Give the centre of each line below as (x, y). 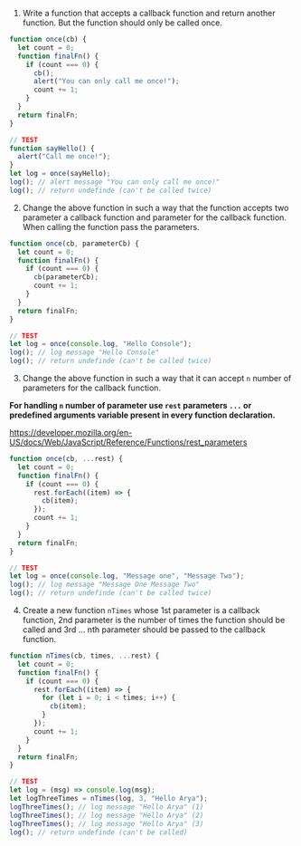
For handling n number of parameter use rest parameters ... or (131, 405)
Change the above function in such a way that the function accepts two (155, 207)
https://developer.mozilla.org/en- (71, 433)
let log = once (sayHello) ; (60, 174)
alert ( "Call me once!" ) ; (64, 157)
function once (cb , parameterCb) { (75, 244)
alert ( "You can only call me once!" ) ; (106, 82)
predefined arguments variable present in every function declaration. (142, 415)
